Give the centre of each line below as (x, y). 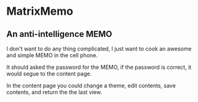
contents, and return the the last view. (54, 92)
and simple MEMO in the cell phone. (52, 55)
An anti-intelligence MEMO (59, 34)
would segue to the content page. (49, 74)
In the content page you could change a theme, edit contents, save (91, 85)
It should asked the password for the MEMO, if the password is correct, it (99, 67)
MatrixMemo (40, 11)
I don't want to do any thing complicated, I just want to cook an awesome (99, 49)
